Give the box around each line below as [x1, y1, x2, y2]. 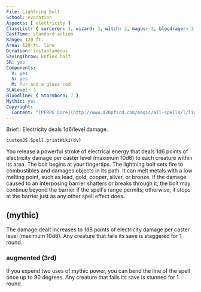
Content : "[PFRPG [11, 109, 55, 115]
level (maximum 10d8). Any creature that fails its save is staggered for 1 [6, 233, 182, 240]
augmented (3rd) [6, 254, 57, 262]
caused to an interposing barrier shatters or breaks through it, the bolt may [6, 180, 191, 187]
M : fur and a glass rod [11, 82, 71, 88]
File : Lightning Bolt [6, 8, 60, 15]
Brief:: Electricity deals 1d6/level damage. [6, 126, 108, 133]
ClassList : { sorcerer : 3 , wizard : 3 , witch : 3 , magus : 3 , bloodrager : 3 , [6, 25, 197, 32]
